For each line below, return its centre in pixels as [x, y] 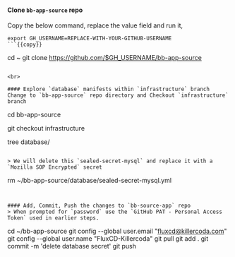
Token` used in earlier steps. [53, 218]
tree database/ [29, 142]
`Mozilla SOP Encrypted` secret [55, 167]
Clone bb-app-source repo [45, 10]
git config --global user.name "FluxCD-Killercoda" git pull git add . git [108, 239]
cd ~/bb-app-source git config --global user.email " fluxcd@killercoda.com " [117, 231]
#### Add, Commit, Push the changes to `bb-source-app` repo [99, 206]
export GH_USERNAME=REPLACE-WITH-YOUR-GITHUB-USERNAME [90, 39]
